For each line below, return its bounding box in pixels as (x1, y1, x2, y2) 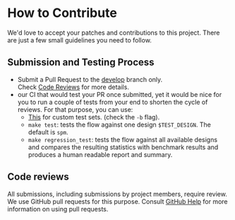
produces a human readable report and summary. (28, 150, 173, 158)
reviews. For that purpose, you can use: (17, 105, 133, 114)
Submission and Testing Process (7, 57, 155, 69)
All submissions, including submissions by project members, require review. (7, 190, 227, 198)
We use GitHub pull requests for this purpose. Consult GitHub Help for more (7, 197, 228, 206)
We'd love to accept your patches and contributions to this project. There (7, 28, 220, 37)
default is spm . (28, 127, 68, 136)
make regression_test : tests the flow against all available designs (28, 135, 217, 144)
